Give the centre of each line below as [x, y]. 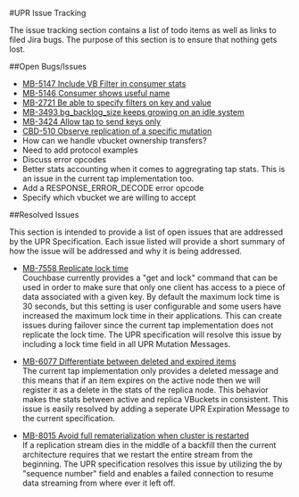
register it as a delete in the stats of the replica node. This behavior [145, 390]
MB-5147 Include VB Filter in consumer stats [104, 83]
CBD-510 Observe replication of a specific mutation [117, 131]
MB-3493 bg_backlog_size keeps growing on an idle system [133, 112]
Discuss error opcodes [64, 159]
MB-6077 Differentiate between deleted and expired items [129, 361]
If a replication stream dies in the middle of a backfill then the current [149, 445]
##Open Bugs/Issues [48, 66]
